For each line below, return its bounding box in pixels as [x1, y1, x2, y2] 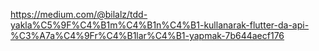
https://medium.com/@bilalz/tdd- [10, 9, 148, 20]
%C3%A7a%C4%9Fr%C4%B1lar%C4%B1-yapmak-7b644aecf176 [10, 30, 285, 41]
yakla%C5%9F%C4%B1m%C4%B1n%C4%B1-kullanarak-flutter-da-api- [10, 19, 310, 31]
